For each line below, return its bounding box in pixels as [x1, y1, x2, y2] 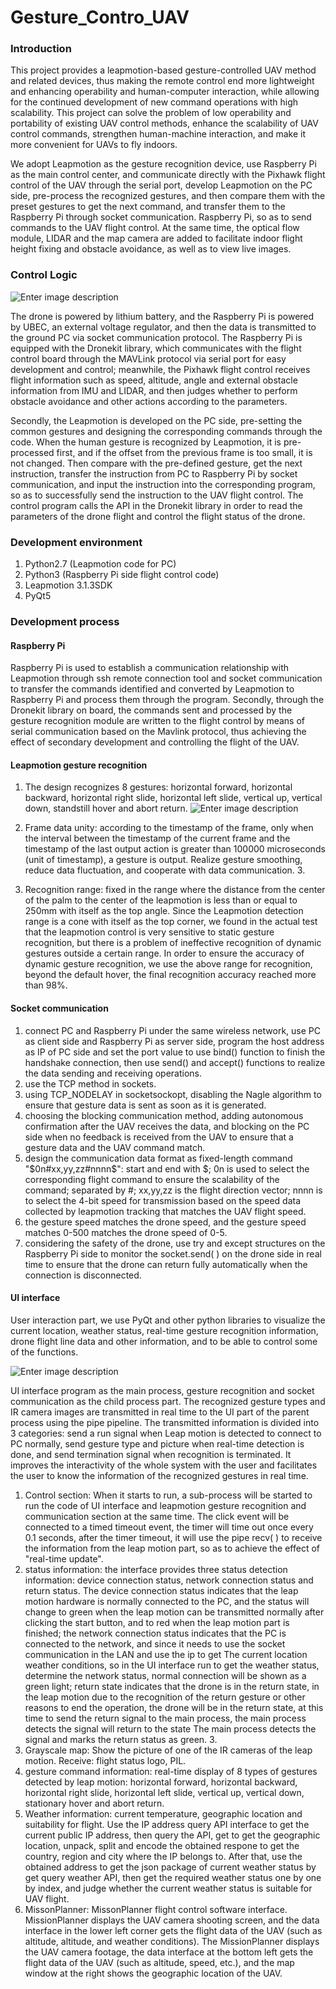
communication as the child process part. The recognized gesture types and [10, 1395, 326, 1407]
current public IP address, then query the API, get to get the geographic [24, 1829, 321, 1841]
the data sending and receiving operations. [24, 1067, 202, 1079]
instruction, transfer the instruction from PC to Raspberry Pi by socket [10, 467, 298, 480]
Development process [10, 615, 120, 628]
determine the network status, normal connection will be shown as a [24, 1669, 307, 1681]
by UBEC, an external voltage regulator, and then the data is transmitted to [10, 321, 317, 333]
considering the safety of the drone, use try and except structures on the [24, 1237, 326, 1249]
